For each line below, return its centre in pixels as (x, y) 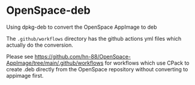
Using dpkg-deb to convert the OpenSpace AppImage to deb (82, 27)
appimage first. (25, 75)
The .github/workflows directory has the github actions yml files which (94, 38)
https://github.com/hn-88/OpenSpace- (82, 56)
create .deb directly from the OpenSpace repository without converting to (97, 69)
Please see (20, 56)
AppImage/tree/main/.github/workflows (55, 63)
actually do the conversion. (40, 45)
